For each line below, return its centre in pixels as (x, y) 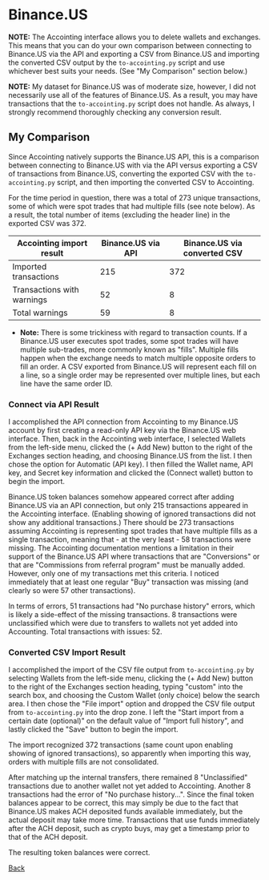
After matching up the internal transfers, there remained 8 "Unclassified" (128, 777)
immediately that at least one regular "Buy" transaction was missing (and (128, 582)
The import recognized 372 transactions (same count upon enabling (121, 745)
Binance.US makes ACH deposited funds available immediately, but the (126, 812)
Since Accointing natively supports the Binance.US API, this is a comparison (134, 156)
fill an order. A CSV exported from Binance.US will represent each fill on (138, 366)
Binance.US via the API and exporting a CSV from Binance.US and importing (134, 54)
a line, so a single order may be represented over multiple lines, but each (140, 375)
